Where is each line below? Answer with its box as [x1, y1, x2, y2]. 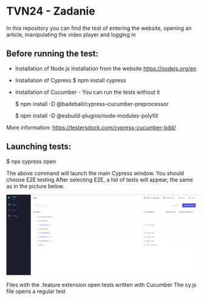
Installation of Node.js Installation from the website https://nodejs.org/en [15, 65, 197, 72]
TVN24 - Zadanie [6, 4, 95, 18]
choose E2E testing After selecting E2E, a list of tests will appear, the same [6, 175, 193, 183]
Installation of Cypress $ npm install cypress [15, 76, 126, 83]
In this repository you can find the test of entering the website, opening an [6, 24, 192, 32]
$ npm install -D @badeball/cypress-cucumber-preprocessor [15, 100, 169, 107]
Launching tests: [6, 141, 72, 152]
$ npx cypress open [6, 157, 56, 165]
